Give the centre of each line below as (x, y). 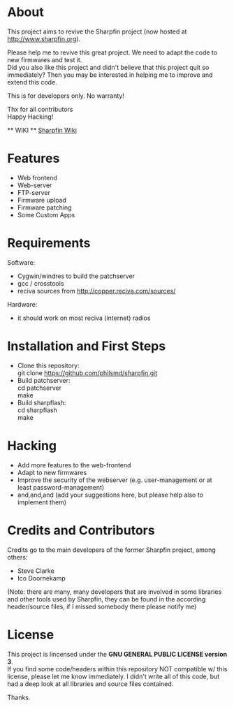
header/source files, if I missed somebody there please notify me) (102, 606)
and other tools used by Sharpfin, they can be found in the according (107, 599)
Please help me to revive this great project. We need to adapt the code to (112, 52)
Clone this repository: (48, 365)
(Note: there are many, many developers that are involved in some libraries (115, 592)
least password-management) (61, 487)
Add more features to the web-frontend (74, 465)
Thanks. (19, 697)
